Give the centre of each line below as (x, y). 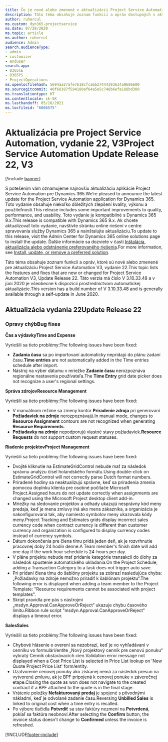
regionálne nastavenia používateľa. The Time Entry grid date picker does (87, 376)
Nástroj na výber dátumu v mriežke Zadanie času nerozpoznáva (79, 370)
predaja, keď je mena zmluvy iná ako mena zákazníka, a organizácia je (85, 509)
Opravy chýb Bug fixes (33, 324)
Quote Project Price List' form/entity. (50, 666)
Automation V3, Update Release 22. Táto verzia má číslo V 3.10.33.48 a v (80, 278)
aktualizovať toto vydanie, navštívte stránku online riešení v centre (73, 225)
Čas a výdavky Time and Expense (40, 335)
